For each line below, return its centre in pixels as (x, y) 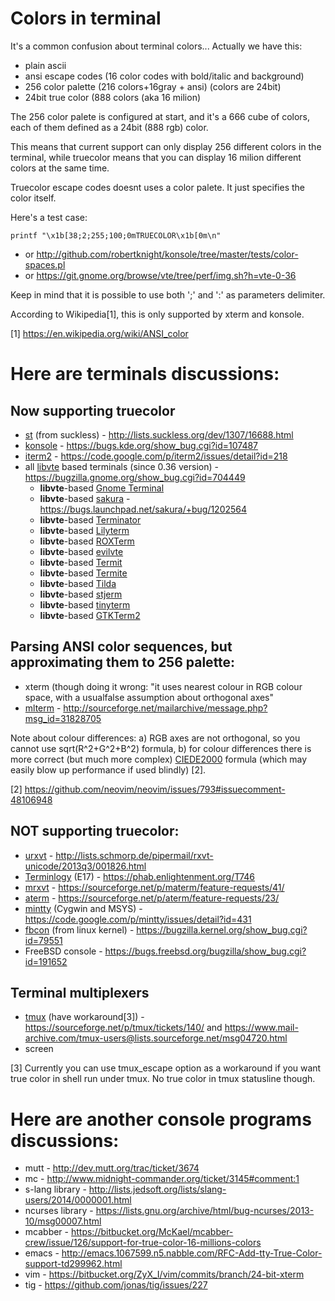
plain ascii (45, 65)
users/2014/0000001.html (78, 1200)
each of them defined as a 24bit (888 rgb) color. (109, 127)
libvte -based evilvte (81, 551)
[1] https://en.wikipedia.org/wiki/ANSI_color (99, 333)
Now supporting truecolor (93, 410)
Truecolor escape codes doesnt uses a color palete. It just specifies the (158, 187)
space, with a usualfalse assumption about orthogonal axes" (149, 697)
